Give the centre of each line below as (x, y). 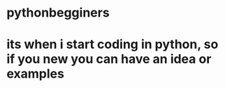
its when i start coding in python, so (112, 45)
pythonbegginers (58, 13)
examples (35, 74)
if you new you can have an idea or (109, 59)
